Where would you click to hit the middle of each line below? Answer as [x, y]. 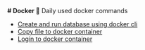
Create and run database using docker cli [77, 24]
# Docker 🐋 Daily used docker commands [68, 11]
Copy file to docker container [60, 32]
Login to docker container [55, 39]
